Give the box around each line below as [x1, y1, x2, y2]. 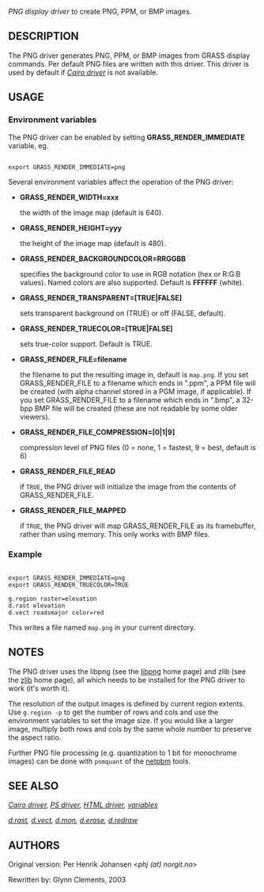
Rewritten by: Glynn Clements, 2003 [8, 875, 126, 885]
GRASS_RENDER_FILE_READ [19, 466, 116, 476]
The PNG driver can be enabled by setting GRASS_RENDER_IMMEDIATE [8, 132, 245, 142]
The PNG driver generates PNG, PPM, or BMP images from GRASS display [8, 51, 251, 60]
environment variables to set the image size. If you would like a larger [8, 715, 234, 725]
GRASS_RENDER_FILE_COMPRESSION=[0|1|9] [19, 427, 175, 437]
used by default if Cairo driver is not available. [8, 67, 158, 77]
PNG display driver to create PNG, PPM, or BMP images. [8, 7, 192, 16]
